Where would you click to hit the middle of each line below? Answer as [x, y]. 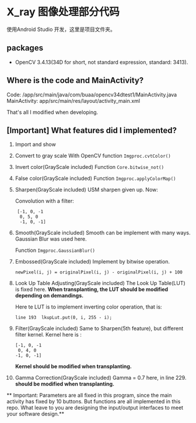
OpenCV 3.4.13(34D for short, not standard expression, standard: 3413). [101, 62]
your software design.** [36, 414]
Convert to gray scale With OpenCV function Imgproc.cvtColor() [93, 156]
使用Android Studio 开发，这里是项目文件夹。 [61, 29]
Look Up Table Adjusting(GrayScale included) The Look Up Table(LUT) [100, 283]
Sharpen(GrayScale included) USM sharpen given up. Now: [86, 190]
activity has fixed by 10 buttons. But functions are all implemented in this [94, 401]
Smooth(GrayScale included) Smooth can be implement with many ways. [103, 233]
